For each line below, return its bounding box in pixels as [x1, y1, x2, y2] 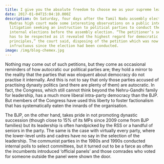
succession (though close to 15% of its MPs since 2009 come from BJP [5, 117, 149, 123]
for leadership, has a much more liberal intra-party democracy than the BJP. [5, 92, 159, 98]
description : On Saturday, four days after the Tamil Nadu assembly [5, 16, 147, 21]
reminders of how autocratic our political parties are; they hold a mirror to [5, 66, 153, 72]
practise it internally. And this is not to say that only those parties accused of [5, 76, 159, 83]
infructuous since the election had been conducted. [9, 43, 119, 48]
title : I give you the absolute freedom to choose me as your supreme [5, 7, 152, 12]
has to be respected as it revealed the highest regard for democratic [9, 35, 159, 39]
